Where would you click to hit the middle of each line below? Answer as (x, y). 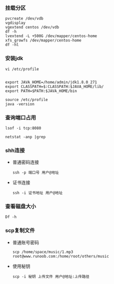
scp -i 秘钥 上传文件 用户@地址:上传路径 (51, 276)
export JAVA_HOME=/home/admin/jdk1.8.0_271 (51, 82)
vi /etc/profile (22, 69)
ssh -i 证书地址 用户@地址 (37, 193)
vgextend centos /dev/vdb (32, 27)
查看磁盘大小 (21, 206)
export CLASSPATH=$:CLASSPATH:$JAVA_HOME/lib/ (54, 86)
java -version (20, 104)
